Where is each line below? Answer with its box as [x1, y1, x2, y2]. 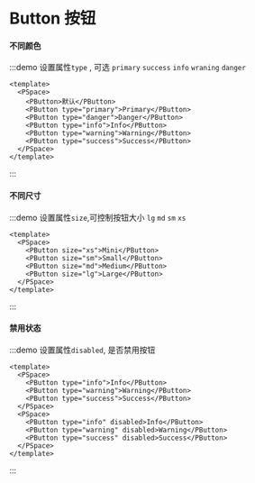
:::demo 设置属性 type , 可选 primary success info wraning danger [9, 62, 246, 73]
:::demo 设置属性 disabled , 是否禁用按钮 [9, 344, 156, 355]
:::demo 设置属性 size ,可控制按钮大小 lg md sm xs [9, 212, 187, 223]
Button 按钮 [9, 8, 96, 29]
